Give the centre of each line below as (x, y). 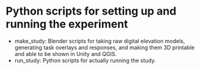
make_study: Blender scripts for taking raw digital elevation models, (100, 41)
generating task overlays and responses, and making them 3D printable (104, 47)
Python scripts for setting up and (91, 11)
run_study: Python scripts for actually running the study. (85, 60)
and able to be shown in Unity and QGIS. (66, 54)
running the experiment (67, 24)
